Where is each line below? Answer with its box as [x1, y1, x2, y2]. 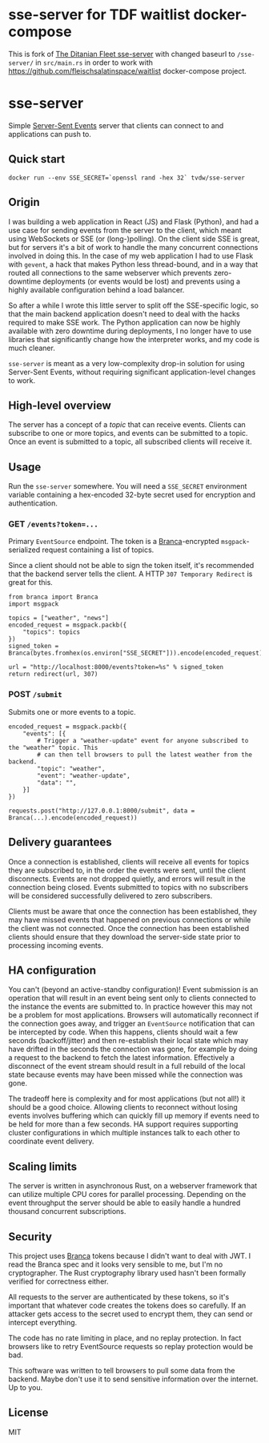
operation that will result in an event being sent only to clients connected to [8, 994, 256, 1003]
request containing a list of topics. [42, 545, 155, 554]
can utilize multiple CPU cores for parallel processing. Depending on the [8, 1190, 247, 1199]
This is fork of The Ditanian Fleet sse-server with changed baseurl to [8, 49, 235, 58]
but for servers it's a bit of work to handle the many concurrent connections [8, 242, 259, 252]
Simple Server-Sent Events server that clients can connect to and [8, 120, 224, 130]
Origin [8, 195, 40, 209]
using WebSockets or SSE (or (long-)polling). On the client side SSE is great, [8, 234, 260, 244]
